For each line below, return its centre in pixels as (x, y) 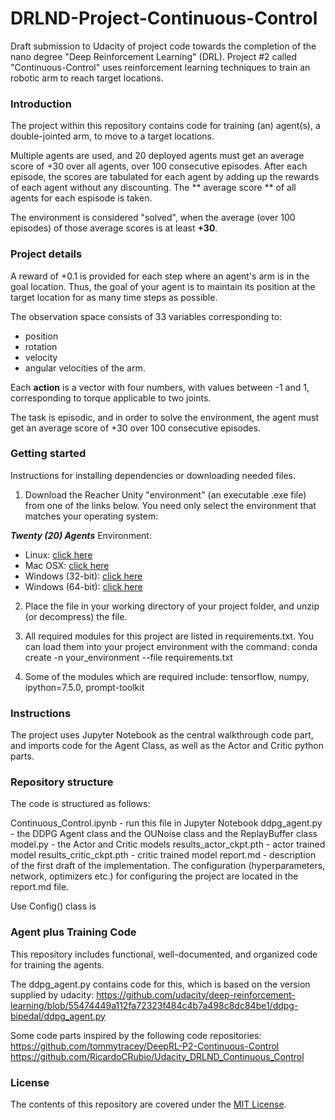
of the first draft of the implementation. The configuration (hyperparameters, (168, 866)
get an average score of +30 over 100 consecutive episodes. (136, 428)
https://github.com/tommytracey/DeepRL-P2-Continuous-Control (145, 1046)
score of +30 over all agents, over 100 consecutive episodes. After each (159, 166)
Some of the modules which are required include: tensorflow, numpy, (167, 676)
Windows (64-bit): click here (83, 586)
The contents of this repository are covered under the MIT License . (148, 1104)
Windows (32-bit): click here (83, 576)
